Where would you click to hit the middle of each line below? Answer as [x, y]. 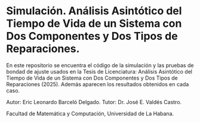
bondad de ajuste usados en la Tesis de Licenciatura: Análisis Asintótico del [99, 71]
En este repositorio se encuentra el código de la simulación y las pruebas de [100, 65]
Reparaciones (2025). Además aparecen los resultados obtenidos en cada [98, 84]
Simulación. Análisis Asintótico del [94, 11]
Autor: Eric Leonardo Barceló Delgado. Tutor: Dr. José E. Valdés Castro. [94, 102]
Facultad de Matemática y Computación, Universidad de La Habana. [90, 113]
